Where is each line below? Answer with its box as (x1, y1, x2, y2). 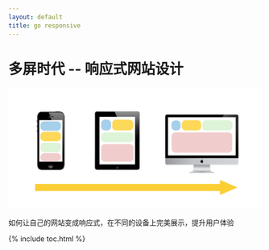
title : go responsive (8, 21, 81, 30)
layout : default (8, 13, 63, 21)
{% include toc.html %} (8, 234, 86, 244)
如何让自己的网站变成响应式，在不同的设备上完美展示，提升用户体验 (8, 218, 234, 227)
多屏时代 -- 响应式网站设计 (8, 60, 184, 78)
